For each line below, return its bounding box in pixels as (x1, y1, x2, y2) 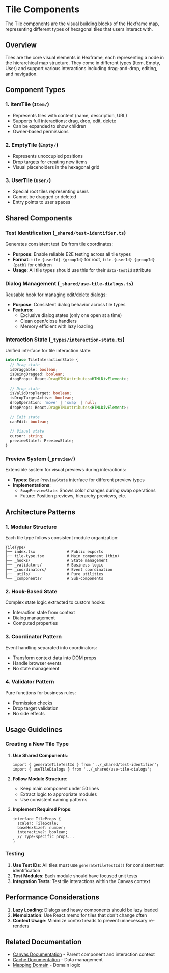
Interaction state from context (12, 609, 75, 616)
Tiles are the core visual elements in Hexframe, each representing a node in (5, 54, 164, 60)
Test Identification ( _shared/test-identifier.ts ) (5, 229, 126, 236)
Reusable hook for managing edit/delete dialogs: (5, 291, 107, 298)
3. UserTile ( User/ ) (5, 176, 51, 184)
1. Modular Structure (5, 523, 57, 530)
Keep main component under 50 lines (20, 785, 99, 791)
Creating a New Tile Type (5, 740, 69, 748)
